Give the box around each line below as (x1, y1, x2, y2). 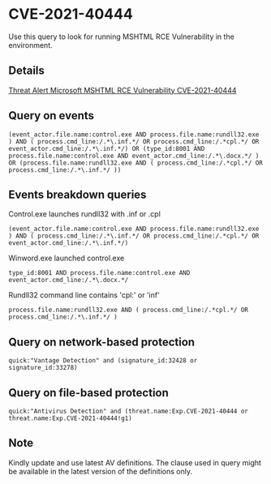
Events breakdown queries (8, 187, 147, 201)
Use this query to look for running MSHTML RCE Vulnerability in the (8, 32, 235, 41)
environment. (8, 40, 53, 49)
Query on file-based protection (8, 386, 169, 400)
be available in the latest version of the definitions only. (8, 466, 193, 476)
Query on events (8, 109, 95, 122)
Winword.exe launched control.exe (8, 253, 125, 263)
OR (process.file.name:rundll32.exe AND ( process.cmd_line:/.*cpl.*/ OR (8, 159, 264, 167)
